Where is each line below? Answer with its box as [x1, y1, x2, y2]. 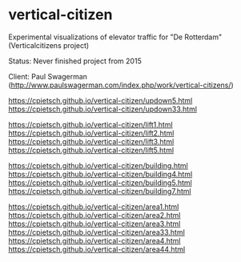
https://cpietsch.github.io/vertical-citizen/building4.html [8, 169, 193, 179]
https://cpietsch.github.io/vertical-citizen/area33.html [8, 227, 186, 237]
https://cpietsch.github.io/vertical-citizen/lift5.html [8, 145, 175, 155]
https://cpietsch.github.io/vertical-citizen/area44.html [8, 244, 186, 254]
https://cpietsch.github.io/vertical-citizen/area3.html [8, 219, 181, 228]
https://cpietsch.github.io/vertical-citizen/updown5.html [8, 95, 193, 105]
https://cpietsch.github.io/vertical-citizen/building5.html [8, 178, 192, 187]
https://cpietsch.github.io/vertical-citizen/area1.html [8, 202, 179, 212]
